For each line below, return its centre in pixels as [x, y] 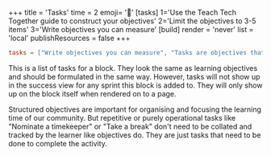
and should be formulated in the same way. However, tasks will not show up [134, 76]
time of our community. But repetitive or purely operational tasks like [122, 117]
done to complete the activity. [58, 143]
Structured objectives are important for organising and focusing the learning [135, 109]
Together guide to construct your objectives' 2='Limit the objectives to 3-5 [132, 21]
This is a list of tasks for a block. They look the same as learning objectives [133, 68]
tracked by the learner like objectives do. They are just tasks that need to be [135, 135]
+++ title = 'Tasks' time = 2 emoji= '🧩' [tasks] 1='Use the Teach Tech [122, 12]
